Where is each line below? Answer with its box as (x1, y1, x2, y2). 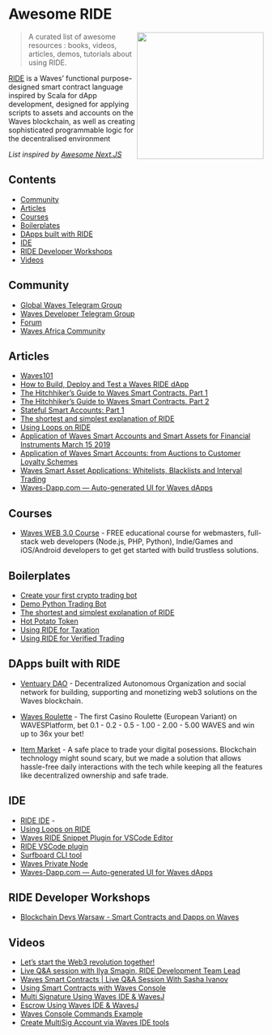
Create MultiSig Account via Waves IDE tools (19, 1018, 170, 1028)
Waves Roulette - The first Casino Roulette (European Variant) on (19, 711, 237, 721)
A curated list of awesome (28, 32, 116, 41)
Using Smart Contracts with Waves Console (19, 983, 166, 993)
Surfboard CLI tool (19, 850, 83, 860)
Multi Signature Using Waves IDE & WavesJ (19, 992, 165, 1002)
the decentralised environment (8, 133, 111, 143)
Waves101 (19, 371, 53, 381)
